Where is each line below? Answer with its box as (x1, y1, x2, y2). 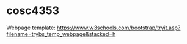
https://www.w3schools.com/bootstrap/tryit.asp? (57, 24, 181, 31)
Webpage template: (6, 24, 56, 31)
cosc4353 (6, 4, 60, 18)
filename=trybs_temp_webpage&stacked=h (6, 30, 116, 37)
